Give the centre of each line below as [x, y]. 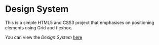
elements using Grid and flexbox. [39, 27]
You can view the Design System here [44, 37]
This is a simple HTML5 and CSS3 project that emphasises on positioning [80, 22]
